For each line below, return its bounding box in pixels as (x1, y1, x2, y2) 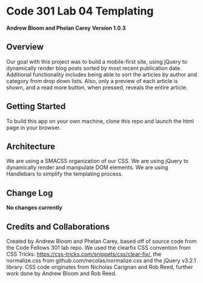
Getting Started (6, 101, 66, 112)
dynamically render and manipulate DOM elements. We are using (6, 164, 168, 171)
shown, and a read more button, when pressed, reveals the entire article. (6, 84, 188, 91)
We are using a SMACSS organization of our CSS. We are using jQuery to (6, 158, 189, 165)
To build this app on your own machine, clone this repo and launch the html (6, 117, 194, 125)
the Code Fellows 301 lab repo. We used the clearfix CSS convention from (6, 244, 191, 251)
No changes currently (6, 204, 62, 211)
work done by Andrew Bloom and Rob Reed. (6, 270, 117, 277)
